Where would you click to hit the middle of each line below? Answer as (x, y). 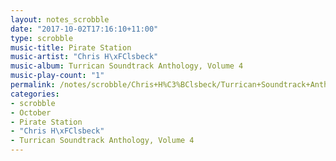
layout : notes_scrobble (60, 19)
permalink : (33, 85)
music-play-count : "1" (57, 76)
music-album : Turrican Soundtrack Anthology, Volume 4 (127, 66)
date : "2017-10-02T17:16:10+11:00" (84, 29)
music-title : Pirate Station (71, 47)
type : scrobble (42, 38)
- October (31, 112)
